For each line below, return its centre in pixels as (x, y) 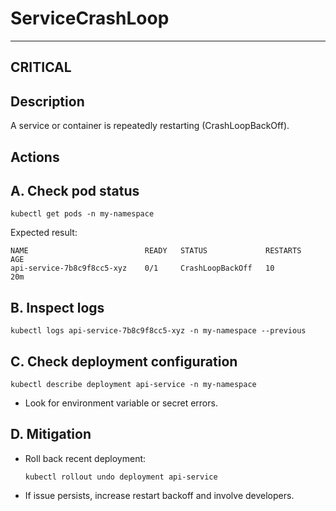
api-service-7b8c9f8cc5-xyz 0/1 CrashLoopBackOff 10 (142, 268)
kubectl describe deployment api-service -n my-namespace (133, 384)
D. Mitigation (51, 434)
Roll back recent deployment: (85, 458)
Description (47, 101)
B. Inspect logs (57, 307)
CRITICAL (41, 67)
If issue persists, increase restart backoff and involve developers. (159, 495)
